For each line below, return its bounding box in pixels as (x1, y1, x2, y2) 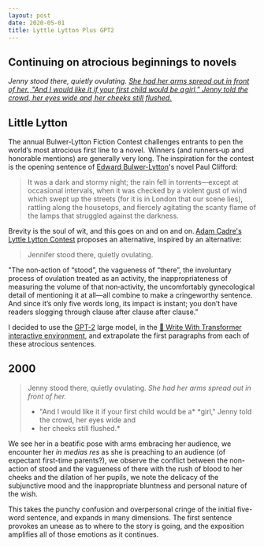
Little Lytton (8, 116, 69, 129)
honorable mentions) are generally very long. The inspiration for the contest (8, 154, 255, 163)
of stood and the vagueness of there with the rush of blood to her (30, 463, 243, 474)
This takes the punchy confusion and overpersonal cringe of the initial (8, 504, 236, 514)
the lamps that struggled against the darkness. (27, 211, 179, 220)
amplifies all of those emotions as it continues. (8, 530, 159, 539)
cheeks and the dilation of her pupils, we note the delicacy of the (8, 472, 219, 481)
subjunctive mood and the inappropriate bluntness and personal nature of (8, 481, 247, 490)
